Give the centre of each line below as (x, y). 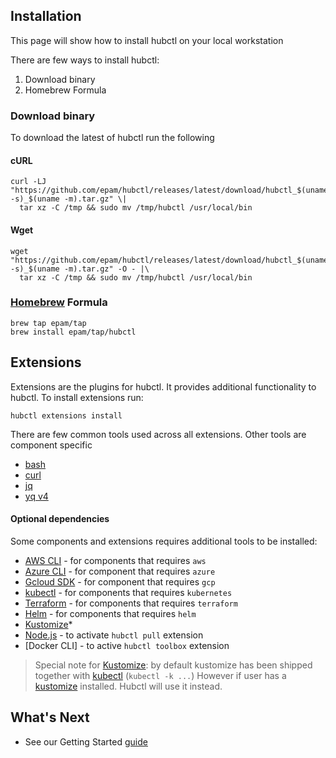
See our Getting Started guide (86, 741)
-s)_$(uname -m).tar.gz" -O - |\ (80, 269)
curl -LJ (28, 182)
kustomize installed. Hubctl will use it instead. (128, 686)
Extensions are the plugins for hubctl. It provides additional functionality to (163, 386)
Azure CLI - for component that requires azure (120, 571)
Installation (46, 16)
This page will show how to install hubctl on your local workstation (147, 40)
